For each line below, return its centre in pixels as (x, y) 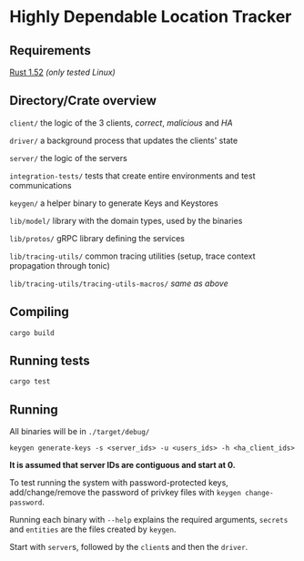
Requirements (50, 51)
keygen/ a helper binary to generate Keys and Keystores (114, 203)
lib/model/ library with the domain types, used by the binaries (126, 220)
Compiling (40, 312)
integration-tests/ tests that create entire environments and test (132, 176)
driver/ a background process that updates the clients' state (124, 140)
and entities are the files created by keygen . (93, 529)
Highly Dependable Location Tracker (151, 17)
